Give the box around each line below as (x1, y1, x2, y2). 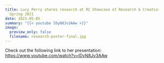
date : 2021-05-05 (5, 16, 41, 21)
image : (5, 25, 19, 30)
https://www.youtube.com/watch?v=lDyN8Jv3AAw (5, 52, 108, 58)
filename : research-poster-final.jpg (9, 34, 86, 39)
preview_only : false (9, 30, 51, 34)
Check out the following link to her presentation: (5, 47, 102, 53)
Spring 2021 (9, 12, 34, 16)
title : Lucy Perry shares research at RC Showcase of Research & (5, 7, 141, 12)
